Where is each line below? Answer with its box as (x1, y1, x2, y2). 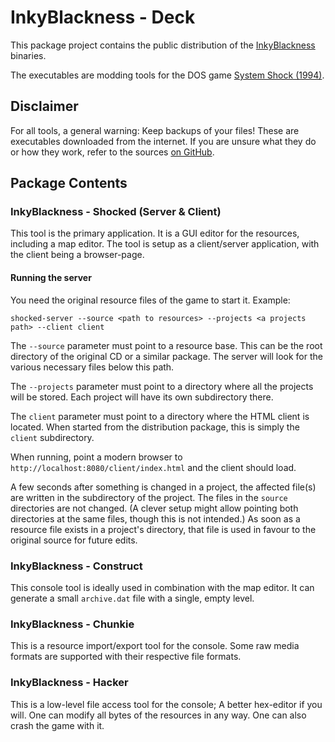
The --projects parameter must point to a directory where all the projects (10, 380, 314, 392)
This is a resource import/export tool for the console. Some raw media (10, 640, 300, 652)
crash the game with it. (10, 719, 105, 731)
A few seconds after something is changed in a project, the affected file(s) (10, 481, 317, 493)
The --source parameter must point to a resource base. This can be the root (10, 339, 323, 351)
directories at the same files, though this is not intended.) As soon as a (10, 512, 301, 525)
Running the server (10, 272, 92, 284)
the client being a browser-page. (10, 249, 145, 261)
